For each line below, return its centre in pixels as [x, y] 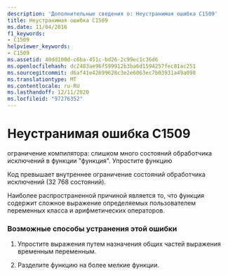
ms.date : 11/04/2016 [38, 27]
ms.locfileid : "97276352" [45, 99]
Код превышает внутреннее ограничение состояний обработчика [106, 174]
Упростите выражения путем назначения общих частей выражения [119, 244]
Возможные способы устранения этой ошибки [92, 228]
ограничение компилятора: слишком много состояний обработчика [110, 153]
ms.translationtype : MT [42, 79]
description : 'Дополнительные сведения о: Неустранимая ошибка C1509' [113, 14]
